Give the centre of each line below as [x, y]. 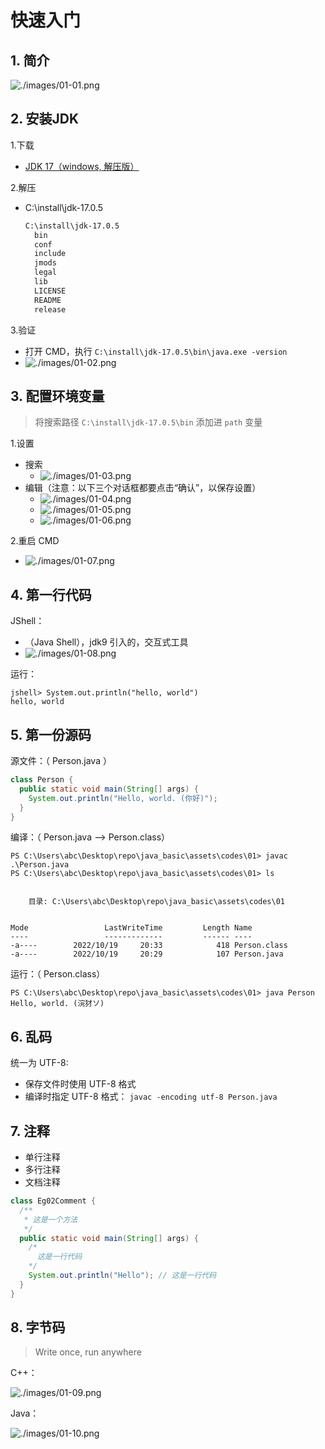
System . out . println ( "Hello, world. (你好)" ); [123, 798]
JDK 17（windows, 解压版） [82, 166]
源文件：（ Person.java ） [61, 760]
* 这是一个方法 [50, 1219]
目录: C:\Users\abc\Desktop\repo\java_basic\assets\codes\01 [156, 902]
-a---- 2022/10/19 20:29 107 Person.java [147, 954]
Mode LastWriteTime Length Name [131, 928]
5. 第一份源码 [51, 734]
